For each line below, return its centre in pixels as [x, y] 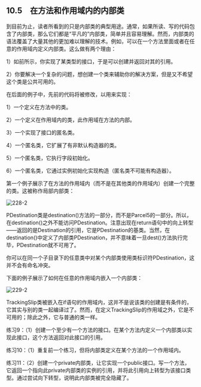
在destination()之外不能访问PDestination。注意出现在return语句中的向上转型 [100, 223]
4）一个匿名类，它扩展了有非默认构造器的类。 [63, 145]
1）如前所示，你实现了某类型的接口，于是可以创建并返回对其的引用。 [91, 61]
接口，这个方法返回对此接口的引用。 [61, 337]
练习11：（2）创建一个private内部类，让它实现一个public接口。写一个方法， [98, 362]
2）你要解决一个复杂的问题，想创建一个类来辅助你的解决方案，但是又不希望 [100, 74]
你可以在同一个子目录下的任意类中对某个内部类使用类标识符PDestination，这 [100, 258]
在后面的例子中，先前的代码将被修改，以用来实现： [69, 94]
